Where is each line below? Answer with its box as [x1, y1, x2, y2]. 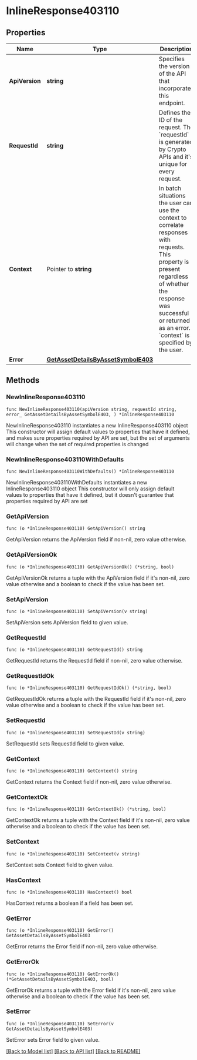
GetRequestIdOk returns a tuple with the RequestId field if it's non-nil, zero [6, 695, 186, 703]
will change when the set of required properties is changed [6, 440, 149, 447]
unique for [158, 160, 188, 168]
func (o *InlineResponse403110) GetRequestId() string [6, 647, 143, 653]
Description [159, 45, 193, 53]
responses [158, 228, 188, 236]
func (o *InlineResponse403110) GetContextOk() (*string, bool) [6, 807, 167, 812]
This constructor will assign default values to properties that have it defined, [6, 428, 191, 435]
